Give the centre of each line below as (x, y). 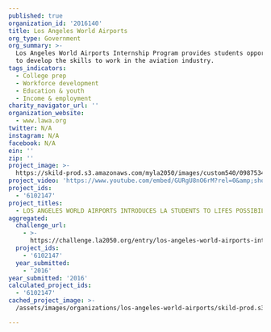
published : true (35, 16)
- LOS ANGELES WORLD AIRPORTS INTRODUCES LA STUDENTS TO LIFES (124, 210)
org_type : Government (45, 38)
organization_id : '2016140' (56, 23)
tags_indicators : (38, 68)
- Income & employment (54, 98)
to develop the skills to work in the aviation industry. (115, 61)
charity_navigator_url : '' (54, 106)
